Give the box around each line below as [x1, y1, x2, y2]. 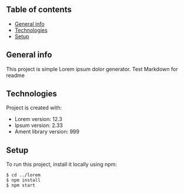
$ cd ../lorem [6, 172, 41, 178]
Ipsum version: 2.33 [14, 122, 63, 129]
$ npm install [6, 178, 41, 183]
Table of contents [6, 5, 72, 15]
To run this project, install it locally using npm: [6, 161, 118, 168]
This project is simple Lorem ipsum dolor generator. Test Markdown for [6, 65, 178, 72]
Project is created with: [6, 104, 62, 111]
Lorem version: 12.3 [14, 116, 63, 123]
